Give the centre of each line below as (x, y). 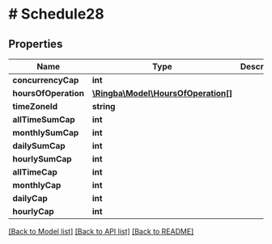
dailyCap (30, 198)
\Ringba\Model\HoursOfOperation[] (162, 93)
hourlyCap (33, 211)
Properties (36, 44)
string (104, 106)
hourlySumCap (42, 159)
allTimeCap (35, 172)
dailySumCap (39, 146)
